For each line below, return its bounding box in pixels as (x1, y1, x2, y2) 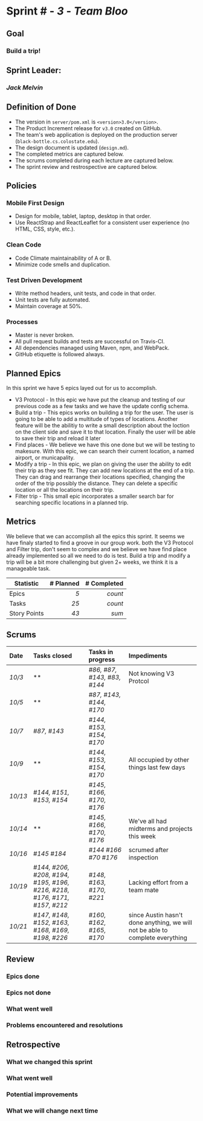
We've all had (129, 816, 167, 825)
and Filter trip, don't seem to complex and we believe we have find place (6, 545, 187, 552)
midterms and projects (129, 824, 193, 833)
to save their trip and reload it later (14, 435, 101, 442)
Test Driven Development (6, 276, 83, 284)
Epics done (6, 972, 40, 980)
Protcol (129, 676, 149, 685)
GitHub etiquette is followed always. (14, 351, 105, 358)
